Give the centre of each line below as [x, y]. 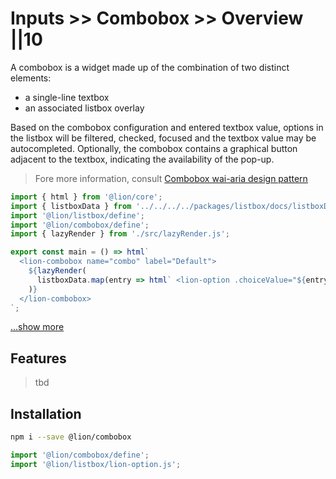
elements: [31, 78]
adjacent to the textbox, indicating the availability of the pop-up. [142, 159]
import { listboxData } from [71, 206]
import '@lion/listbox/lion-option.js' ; [96, 464]
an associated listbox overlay [84, 108]
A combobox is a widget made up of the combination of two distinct [150, 67]
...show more [37, 327]
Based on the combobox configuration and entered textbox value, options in [167, 127]
